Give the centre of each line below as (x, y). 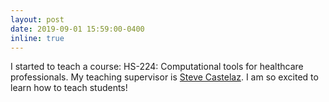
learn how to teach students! (69, 88)
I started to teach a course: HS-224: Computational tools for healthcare (157, 67)
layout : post (37, 19)
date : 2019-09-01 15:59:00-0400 (77, 29)
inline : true (37, 38)
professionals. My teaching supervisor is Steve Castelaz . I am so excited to (164, 77)
